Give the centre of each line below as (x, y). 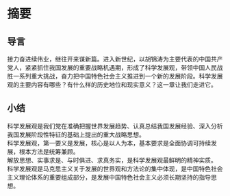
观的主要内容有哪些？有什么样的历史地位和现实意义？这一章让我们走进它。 (112, 85)
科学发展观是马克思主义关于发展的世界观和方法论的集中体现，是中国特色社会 (115, 169)
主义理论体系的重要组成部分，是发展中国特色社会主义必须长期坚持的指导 (109, 177)
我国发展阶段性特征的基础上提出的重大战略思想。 (76, 135)
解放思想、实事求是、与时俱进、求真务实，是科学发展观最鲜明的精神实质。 (112, 160)
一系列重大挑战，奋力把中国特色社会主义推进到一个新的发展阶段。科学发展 (118, 76)
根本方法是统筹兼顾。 (49, 152)
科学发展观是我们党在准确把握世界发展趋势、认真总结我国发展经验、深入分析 (115, 126)
